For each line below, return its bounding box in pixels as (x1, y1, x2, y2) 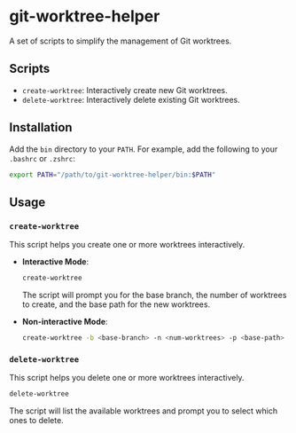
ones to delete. (9, 415, 64, 426)
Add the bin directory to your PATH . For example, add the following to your (9, 144, 278, 154)
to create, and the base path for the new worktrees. (21, 299, 211, 310)
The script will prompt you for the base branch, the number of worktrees (21, 290, 287, 300)
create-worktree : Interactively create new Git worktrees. (21, 84, 228, 95)
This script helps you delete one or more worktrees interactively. (9, 373, 245, 383)
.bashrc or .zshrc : (9, 153, 75, 163)
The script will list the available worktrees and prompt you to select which (9, 405, 277, 416)
